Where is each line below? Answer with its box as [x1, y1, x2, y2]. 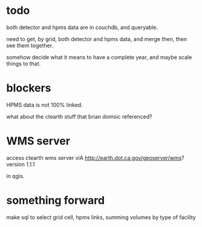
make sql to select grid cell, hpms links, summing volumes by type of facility [6, 213, 197, 221]
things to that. [6, 60, 41, 67]
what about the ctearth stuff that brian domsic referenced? [6, 113, 152, 120]
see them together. [6, 42, 53, 49]
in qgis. [6, 172, 25, 179]
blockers [6, 81, 51, 95]
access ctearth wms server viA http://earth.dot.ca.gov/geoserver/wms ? [6, 154, 184, 161]
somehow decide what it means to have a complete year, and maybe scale [6, 53, 192, 61]
